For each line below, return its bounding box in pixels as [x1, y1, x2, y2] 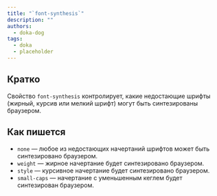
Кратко [7, 73, 41, 86]
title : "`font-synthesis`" [7, 10, 84, 17]
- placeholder [13, 49, 54, 56]
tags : [7, 36, 23, 42]
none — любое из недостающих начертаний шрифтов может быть [16, 145, 210, 153]
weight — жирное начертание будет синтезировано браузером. [16, 159, 205, 167]
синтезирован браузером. [16, 181, 95, 189]
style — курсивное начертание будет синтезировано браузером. [16, 166, 210, 175]
